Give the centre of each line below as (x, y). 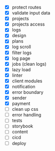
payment (21, 104)
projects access (28, 24)
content (20, 132)
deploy (19, 143)
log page (21, 58)
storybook (22, 126)
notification (23, 86)
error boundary (27, 92)
